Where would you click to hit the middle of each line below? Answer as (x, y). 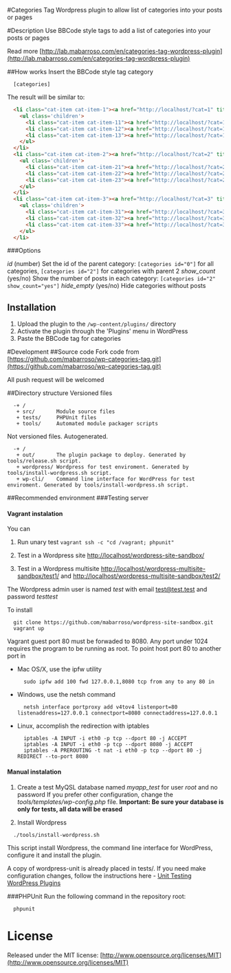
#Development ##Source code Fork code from (73, 352)
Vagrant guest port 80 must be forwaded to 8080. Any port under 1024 (108, 641)
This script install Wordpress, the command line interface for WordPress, (110, 847)
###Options (24, 251)
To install (20, 610)
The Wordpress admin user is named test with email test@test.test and (107, 590)
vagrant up (29, 629)
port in (16, 656)
